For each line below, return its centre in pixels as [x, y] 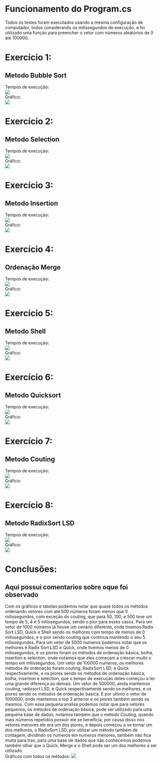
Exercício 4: [29, 250]
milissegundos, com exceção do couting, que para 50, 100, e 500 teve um [79, 617]
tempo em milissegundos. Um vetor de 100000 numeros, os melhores [74, 663]
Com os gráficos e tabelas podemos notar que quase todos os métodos [77, 606]
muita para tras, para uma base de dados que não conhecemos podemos [78, 740]
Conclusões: [31, 569]
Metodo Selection [32, 139]
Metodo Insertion [32, 203]
